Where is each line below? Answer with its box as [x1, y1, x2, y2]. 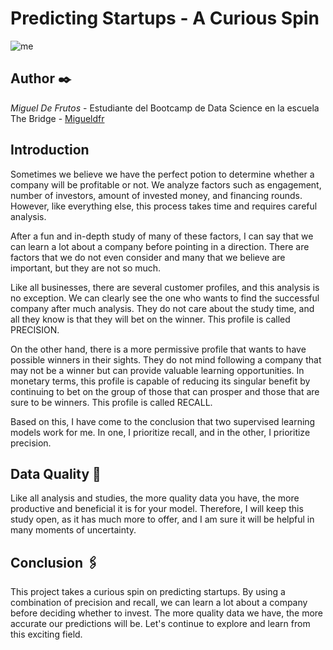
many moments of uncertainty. [10, 524, 137, 536]
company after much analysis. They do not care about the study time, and [10, 302, 315, 314]
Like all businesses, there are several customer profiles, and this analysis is [10, 281, 320, 293]
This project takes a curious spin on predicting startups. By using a [10, 586, 286, 598]
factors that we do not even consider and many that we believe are [10, 251, 286, 263]
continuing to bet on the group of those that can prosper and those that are [10, 385, 320, 397]
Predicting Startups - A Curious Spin [10, 7, 320, 30]
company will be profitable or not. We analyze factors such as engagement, [10, 178, 322, 191]
